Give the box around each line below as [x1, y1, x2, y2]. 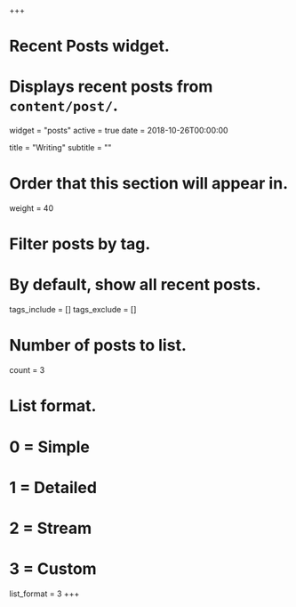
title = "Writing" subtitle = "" [9, 142, 112, 153]
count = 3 [9, 365, 45, 376]
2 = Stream [9, 518, 92, 538]
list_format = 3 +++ [9, 588, 80, 599]
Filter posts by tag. [9, 234, 151, 255]
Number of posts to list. [9, 336, 187, 356]
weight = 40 [9, 203, 54, 214]
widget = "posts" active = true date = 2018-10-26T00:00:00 [9, 125, 228, 136]
